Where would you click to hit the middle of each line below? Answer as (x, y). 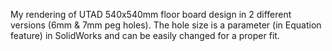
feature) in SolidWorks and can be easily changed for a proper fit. (145, 35)
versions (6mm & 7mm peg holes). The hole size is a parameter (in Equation (166, 25)
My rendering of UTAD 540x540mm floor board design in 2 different (151, 14)
